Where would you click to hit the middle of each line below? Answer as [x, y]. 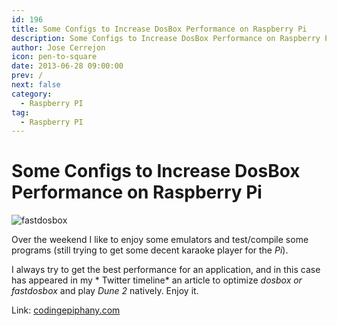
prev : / [27, 76]
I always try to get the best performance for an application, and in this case [166, 270]
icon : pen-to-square [54, 57]
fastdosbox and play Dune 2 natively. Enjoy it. [105, 291]
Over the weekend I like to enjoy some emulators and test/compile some [160, 240]
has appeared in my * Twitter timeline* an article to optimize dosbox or [157, 280]
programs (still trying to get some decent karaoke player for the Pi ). [150, 250]
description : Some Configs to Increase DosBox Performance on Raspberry [166, 38]
